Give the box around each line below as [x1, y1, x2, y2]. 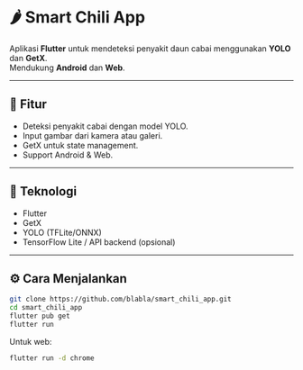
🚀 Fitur [9, 96, 48, 113]
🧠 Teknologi [9, 184, 78, 199]
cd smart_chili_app [9, 303, 83, 312]
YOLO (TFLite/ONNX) [22, 227, 102, 238]
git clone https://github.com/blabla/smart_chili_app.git [9, 294, 232, 304]
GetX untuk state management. [22, 140, 139, 150]
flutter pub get [9, 311, 70, 320]
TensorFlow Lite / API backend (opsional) [22, 236, 176, 248]
